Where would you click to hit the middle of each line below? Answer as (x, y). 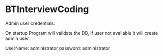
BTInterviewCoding (47, 9)
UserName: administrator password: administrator (58, 48)
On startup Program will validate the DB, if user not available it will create (82, 33)
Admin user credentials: (30, 23)
